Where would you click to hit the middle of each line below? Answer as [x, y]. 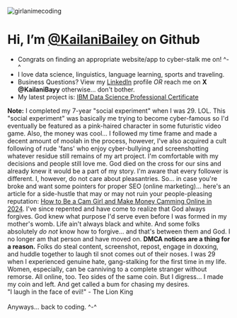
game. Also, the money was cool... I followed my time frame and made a [112, 133]
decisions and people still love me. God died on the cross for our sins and [114, 163]
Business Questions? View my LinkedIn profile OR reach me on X [112, 82]
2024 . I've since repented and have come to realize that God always [106, 209]
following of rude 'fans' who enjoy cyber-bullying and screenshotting [108, 148]
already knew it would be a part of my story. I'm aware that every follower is [118, 171]
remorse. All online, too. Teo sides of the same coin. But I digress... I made [116, 276]
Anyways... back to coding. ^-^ [52, 307]
